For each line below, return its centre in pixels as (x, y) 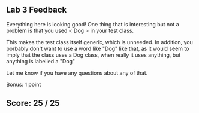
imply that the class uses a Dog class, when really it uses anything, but (94, 55)
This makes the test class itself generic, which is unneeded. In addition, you (100, 42)
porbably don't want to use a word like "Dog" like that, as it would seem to (98, 48)
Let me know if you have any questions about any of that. (77, 73)
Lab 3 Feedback (37, 10)
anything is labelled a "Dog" (41, 61)
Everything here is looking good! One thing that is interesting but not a (93, 24)
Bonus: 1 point (24, 84)
